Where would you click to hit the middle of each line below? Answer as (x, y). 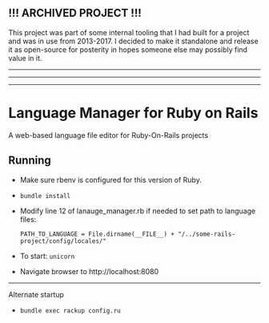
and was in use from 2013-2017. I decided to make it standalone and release (133, 41)
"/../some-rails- (207, 234)
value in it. (25, 58)
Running (30, 161)
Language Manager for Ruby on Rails (133, 113)
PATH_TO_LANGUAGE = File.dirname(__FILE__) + (97, 234)
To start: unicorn (47, 256)
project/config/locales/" (63, 241)
